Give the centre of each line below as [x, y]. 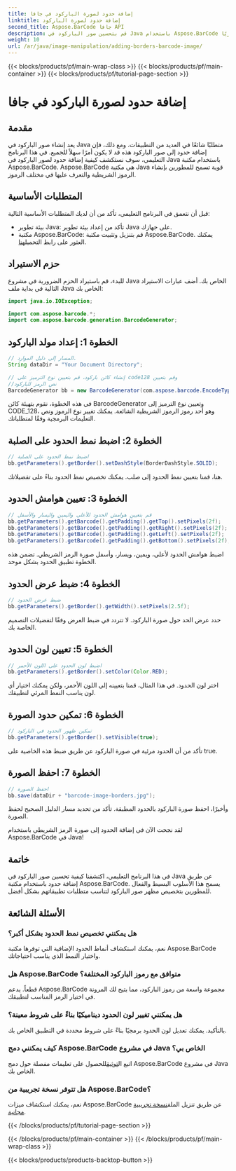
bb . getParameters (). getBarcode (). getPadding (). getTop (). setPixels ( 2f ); [114, 521]
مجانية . [17, 1112]
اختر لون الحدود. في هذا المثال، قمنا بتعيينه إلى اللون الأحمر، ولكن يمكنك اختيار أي [113, 685]
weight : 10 [24, 40]
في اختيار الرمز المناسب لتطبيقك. [51, 997]
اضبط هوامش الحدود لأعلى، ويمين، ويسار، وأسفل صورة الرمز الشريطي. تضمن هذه [116, 554]
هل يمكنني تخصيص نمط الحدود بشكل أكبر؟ [72, 933]
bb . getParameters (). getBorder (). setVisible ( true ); [83, 737]
